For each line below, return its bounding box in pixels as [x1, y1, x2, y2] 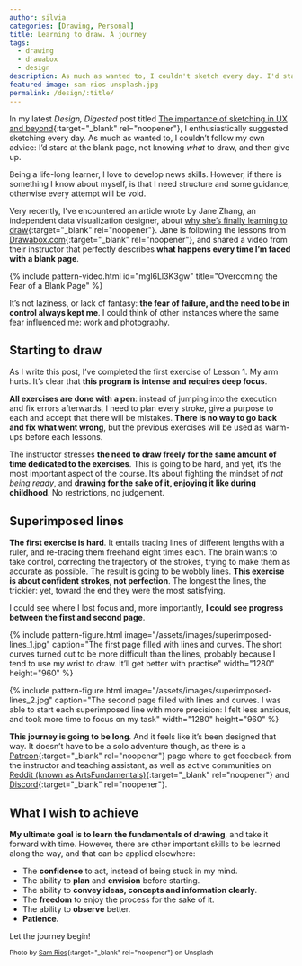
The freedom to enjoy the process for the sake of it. [22, 894, 215, 905]
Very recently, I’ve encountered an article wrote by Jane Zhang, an [9, 205, 256, 216]
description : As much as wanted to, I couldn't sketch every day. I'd [9, 72, 280, 81]
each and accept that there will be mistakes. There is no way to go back [9, 413, 277, 424]
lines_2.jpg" [9, 694, 53, 706]
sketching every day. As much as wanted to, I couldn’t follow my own [9, 132, 265, 143]
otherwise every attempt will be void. [9, 188, 147, 199]
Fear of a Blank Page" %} [9, 280, 103, 291]
